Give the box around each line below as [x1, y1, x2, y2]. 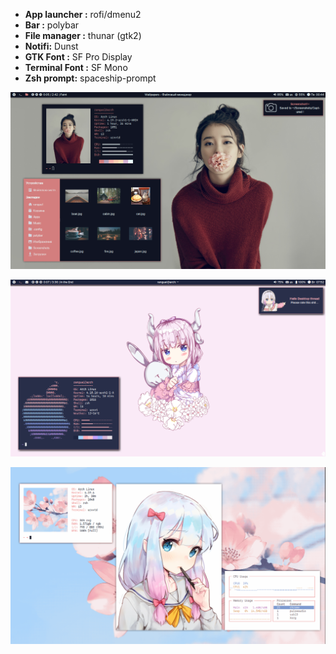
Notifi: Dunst [24, 40, 79, 52]
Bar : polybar [24, 19, 80, 31]
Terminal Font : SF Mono [24, 62, 128, 73]
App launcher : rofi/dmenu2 [24, 9, 142, 20]
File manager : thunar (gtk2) [24, 30, 142, 41]
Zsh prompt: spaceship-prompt [24, 72, 157, 84]
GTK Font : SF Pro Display [24, 51, 133, 63]
